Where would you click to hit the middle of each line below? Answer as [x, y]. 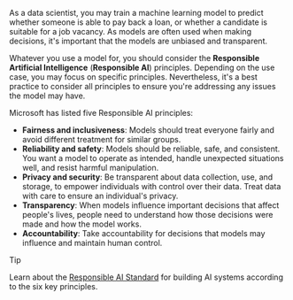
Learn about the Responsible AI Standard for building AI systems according [146, 277]
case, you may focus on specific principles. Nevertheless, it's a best [134, 77]
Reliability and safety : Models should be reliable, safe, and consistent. [151, 149]
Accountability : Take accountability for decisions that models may [143, 233]
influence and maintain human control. [92, 243]
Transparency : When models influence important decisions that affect [150, 205]
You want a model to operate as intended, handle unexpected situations [153, 158]
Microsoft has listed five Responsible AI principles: [101, 113]
